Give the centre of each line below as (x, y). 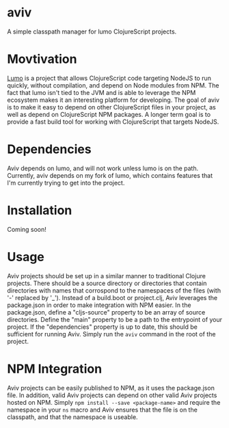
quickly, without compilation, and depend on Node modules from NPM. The (113, 85)
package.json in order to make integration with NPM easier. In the (99, 305)
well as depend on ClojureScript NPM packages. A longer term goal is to (109, 114)
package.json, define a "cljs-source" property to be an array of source (106, 312)
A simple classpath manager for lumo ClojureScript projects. (92, 31)
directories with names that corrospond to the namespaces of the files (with (114, 290)
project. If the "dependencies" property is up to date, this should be (103, 327)
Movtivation (42, 59)
